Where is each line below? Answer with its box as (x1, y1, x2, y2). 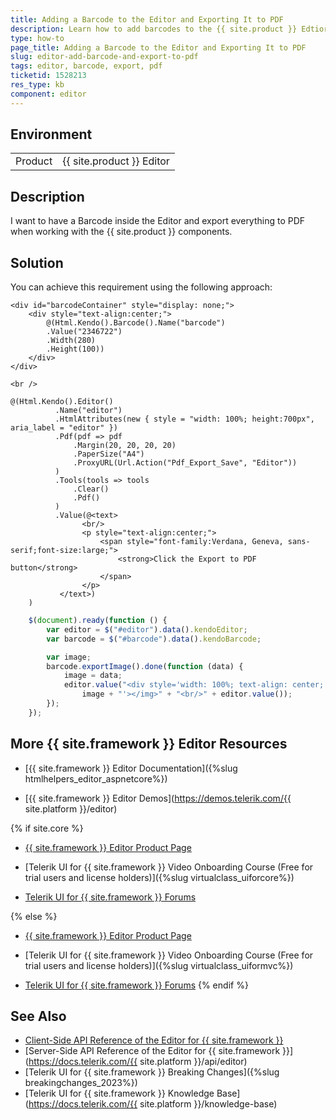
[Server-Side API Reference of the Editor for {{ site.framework (24, 1045, 281, 1057)
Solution (10, 254, 64, 271)
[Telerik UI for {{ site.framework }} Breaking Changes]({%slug (24, 1066, 280, 1078)
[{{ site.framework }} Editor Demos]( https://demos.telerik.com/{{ (24, 792, 292, 804)
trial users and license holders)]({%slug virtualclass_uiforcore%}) (24, 871, 295, 883)
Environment (10, 126, 93, 143)
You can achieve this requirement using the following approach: (10, 281, 273, 293)
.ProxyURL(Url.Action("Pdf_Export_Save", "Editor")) (73, 458, 298, 468)
